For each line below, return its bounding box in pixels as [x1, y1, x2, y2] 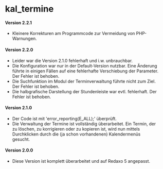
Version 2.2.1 [5, 19, 32, 25]
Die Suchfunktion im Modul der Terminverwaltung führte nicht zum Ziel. [12, 78, 156, 84]
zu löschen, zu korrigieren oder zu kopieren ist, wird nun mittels [12, 126, 140, 132]
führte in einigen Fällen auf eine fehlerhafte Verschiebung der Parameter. [12, 68, 159, 74]
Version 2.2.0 [5, 47, 33, 52]
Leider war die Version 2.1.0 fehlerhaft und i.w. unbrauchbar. [12, 57, 133, 64]
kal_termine [5, 3, 54, 15]
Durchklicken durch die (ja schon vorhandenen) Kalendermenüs [12, 131, 141, 137]
